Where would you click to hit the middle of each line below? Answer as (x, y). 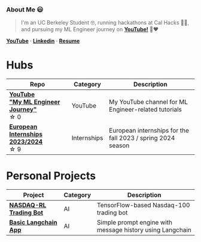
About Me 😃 (25, 10)
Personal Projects (51, 176)
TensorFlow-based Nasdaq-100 (143, 205)
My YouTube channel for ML (148, 102)
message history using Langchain (144, 230)
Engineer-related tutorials (145, 109)
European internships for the (149, 130)
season (119, 145)
